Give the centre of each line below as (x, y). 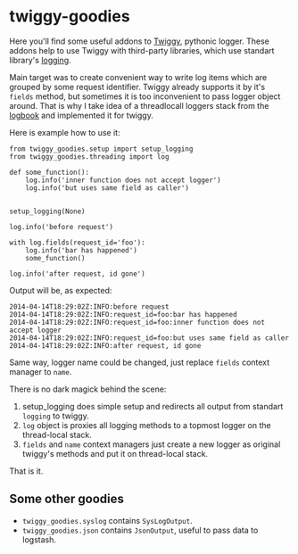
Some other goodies (67, 499)
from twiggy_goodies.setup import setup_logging (101, 149)
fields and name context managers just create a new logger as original (151, 444)
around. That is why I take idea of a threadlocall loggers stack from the (139, 105)
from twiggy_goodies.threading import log (89, 157)
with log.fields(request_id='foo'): (77, 243)
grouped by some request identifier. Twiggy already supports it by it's (137, 87)
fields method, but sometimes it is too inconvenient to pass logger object (145, 96)
